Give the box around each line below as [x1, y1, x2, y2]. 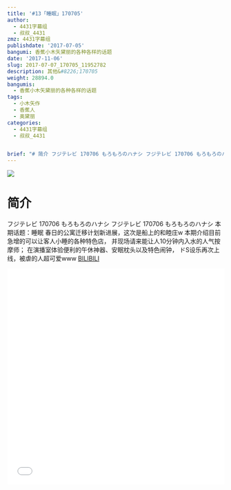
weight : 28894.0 [7, 74, 54, 82]
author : [7, 17, 30, 23]
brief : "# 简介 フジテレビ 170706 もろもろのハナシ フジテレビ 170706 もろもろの [7, 151, 222, 158]
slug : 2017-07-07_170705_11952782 [7, 62, 107, 68]
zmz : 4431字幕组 [7, 36, 51, 43]
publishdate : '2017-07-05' [7, 42, 85, 49]
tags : [7, 94, 23, 101]
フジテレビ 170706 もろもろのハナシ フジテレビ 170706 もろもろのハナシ [7, 220, 214, 228]
